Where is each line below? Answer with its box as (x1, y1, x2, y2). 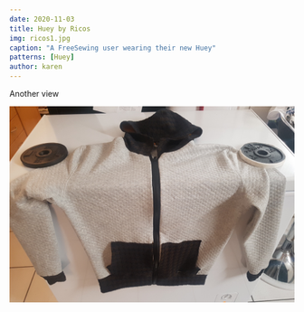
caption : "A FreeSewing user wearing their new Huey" (9, 43, 217, 52)
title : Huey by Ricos (9, 24, 91, 33)
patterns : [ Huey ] (9, 52, 75, 62)
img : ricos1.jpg (9, 33, 71, 43)
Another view (9, 89, 60, 99)
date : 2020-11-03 (9, 14, 75, 24)
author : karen (9, 62, 63, 71)
